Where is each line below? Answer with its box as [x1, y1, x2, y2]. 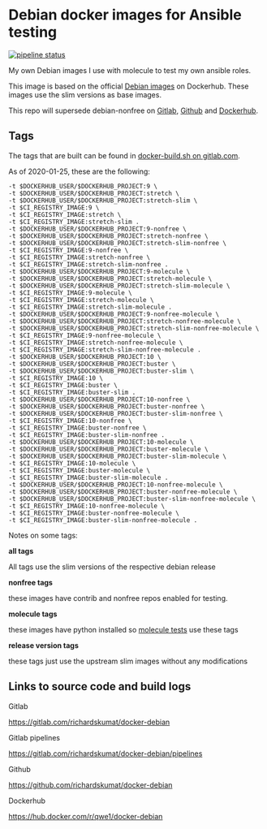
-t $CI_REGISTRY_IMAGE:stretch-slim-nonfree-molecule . [8, 345, 201, 354]
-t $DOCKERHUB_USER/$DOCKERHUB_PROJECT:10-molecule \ [8, 438, 195, 446]
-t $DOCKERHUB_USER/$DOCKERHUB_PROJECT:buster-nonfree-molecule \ [8, 487, 238, 496]
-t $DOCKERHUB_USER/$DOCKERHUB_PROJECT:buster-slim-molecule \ [8, 452, 227, 460]
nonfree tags [8, 577, 53, 587]
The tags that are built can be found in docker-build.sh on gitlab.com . [8, 150, 241, 160]
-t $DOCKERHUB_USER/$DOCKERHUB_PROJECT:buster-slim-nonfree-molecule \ [8, 494, 256, 503]
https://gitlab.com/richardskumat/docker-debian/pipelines [8, 749, 203, 758]
